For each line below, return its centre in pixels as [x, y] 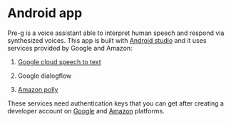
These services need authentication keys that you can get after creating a [116, 103]
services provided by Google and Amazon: [70, 48]
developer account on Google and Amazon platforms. [86, 111]
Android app [45, 13]
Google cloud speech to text [59, 61]
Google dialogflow [45, 76]
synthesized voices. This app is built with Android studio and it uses [107, 40]
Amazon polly [38, 89]
